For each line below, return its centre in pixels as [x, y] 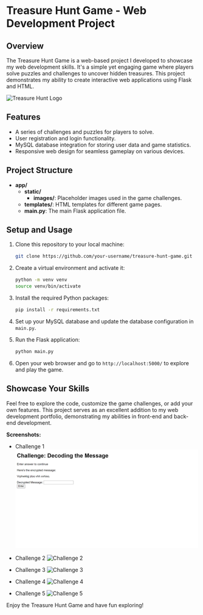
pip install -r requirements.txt [57, 310]
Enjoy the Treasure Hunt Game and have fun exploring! [75, 605]
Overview [25, 46]
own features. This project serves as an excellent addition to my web [92, 410]
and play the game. [39, 369]
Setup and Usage [40, 230]
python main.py [34, 351]
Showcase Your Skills [48, 389]
